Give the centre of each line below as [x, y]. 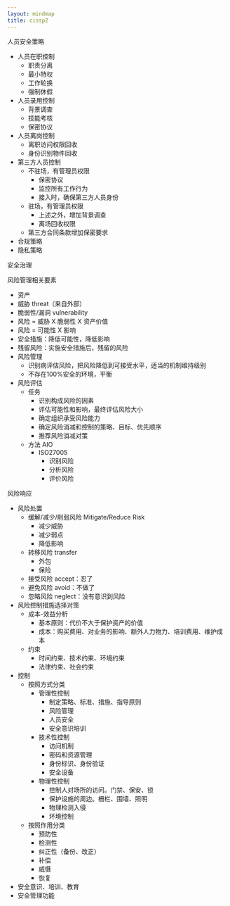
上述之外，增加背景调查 [72, 215]
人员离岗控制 [36, 135]
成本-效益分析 [48, 614]
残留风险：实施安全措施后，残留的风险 [73, 347]
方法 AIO [40, 444]
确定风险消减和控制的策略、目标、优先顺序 [100, 427]
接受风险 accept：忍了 [60, 579]
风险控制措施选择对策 [48, 605]
